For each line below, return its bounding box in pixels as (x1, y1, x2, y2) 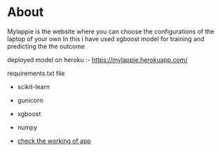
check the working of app (17, 137, 92, 145)
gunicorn (17, 96, 44, 105)
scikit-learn (17, 82, 50, 91)
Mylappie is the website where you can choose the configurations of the (7, 27, 215, 36)
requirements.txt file (7, 69, 65, 77)
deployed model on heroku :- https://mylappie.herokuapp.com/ (7, 55, 188, 63)
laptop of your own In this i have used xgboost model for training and (7, 34, 205, 43)
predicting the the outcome (7, 42, 85, 50)
